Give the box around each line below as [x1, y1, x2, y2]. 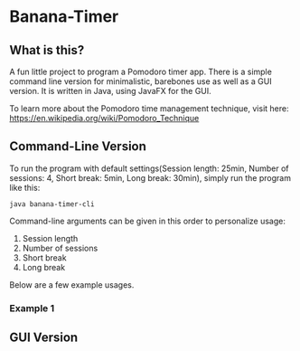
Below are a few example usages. [9, 279, 135, 290]
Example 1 [9, 301, 55, 314]
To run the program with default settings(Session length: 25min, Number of [9, 163, 289, 174]
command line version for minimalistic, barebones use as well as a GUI [9, 76, 273, 87]
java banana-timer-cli [9, 199, 95, 209]
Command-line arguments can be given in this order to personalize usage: [9, 215, 286, 226]
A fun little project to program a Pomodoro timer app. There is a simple [9, 66, 273, 77]
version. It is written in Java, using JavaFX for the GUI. [9, 86, 212, 96]
